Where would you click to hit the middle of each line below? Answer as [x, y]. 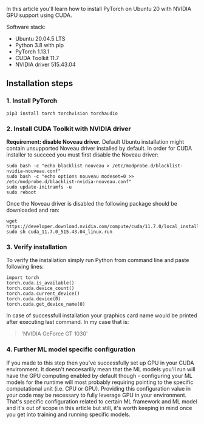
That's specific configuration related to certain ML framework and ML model [102, 401]
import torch [23, 278]
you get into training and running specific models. [68, 414]
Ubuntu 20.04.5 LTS [40, 39]
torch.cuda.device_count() [40, 288]
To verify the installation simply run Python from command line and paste [98, 260]
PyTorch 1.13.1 [32, 52]
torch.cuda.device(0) [34, 299]
